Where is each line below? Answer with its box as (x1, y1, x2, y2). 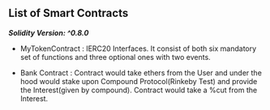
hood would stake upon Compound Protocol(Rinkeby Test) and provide (19, 76, 258, 86)
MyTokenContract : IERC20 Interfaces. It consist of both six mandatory (19, 44, 257, 53)
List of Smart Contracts (8, 6, 129, 20)
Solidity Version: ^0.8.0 (8, 27, 89, 37)
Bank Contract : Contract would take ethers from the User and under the (19, 68, 262, 78)
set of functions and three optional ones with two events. (19, 52, 211, 61)
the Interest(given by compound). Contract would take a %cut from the (19, 85, 258, 95)
